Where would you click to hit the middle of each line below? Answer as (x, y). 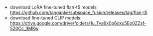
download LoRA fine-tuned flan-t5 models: (54, 7)
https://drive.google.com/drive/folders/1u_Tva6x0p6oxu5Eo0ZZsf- (78, 23)
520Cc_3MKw (24, 28)
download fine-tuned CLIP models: (46, 18)
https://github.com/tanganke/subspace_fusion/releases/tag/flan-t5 (79, 12)
